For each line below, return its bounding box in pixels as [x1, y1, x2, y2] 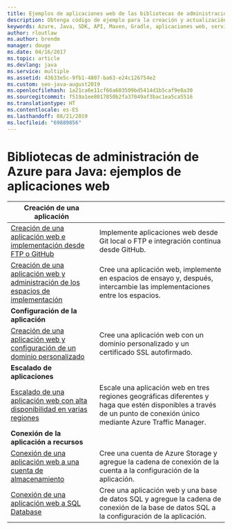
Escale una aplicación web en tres [99, 383, 210, 393]
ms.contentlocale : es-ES [7, 106, 79, 113]
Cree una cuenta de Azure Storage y [99, 449, 217, 458]
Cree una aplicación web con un [99, 331, 204, 340]
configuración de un [10, 343, 76, 353]
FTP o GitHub [10, 249, 55, 259]
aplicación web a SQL [10, 498, 81, 508]
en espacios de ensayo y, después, [99, 273, 214, 283]
